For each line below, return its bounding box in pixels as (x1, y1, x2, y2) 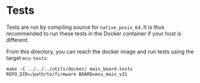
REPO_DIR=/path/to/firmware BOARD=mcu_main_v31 (6, 71, 128, 77)
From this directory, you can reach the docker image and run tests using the (6, 48, 194, 55)
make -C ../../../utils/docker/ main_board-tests (6, 66, 133, 72)
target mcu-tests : (6, 54, 49, 61)
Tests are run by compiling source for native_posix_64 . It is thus (6, 23, 165, 31)
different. (6, 36, 29, 43)
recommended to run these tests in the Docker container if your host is (6, 29, 181, 37)
